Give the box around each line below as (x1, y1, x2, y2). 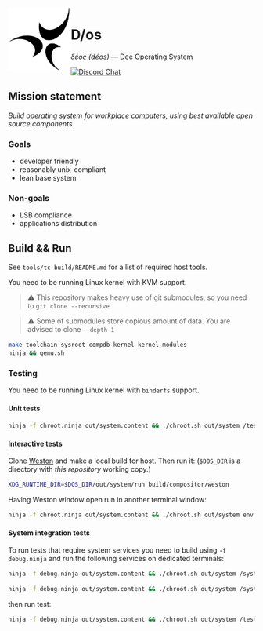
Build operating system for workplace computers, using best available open (8, 111, 253, 120)
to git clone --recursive (27, 301, 110, 311)
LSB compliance (19, 210, 73, 220)
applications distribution (19, 219, 98, 228)
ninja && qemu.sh (8, 349, 65, 357)
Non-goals (8, 192, 49, 203)
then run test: (8, 600, 52, 609)
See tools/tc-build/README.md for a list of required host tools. (8, 262, 208, 272)
